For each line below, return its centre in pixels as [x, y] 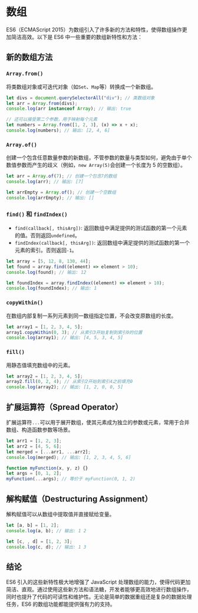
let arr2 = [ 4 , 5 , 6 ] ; [34, 446]
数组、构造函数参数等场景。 [40, 430]
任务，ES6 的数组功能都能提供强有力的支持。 [61, 604]
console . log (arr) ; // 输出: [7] [45, 182]
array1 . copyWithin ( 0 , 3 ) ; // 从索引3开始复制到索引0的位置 [74, 332]
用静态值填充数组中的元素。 [40, 365]
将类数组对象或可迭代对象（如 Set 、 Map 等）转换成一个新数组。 [81, 87]
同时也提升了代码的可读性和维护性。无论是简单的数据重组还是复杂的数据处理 [99, 597]
